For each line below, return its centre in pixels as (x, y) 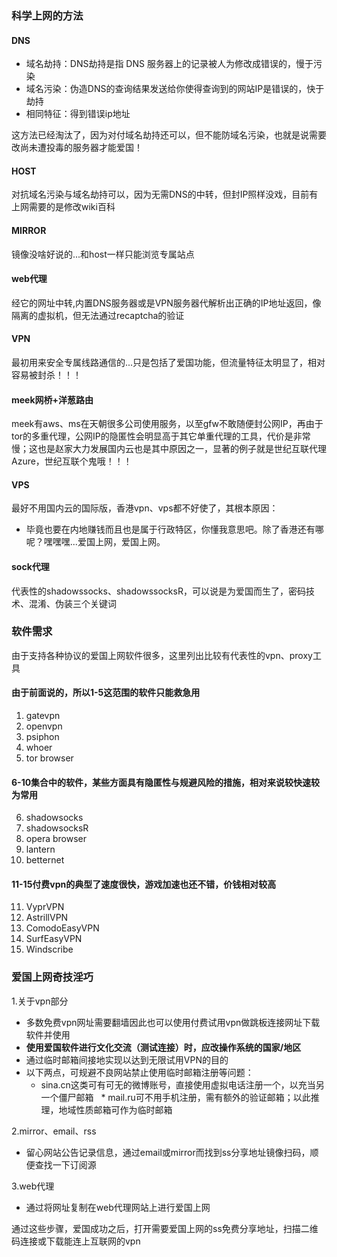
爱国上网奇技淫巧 (52, 977)
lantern (40, 849)
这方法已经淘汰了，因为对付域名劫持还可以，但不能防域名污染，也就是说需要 (169, 135)
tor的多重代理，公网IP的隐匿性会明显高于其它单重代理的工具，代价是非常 (161, 436)
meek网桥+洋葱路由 (52, 399)
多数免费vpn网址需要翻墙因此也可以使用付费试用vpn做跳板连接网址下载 (173, 1022)
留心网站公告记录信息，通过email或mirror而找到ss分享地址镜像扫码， (168, 1152)
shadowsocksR (57, 828)
